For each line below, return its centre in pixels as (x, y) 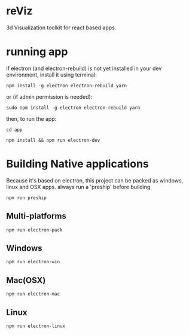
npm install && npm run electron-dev (53, 140)
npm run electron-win (33, 262)
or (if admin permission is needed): (49, 96)
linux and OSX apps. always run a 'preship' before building (78, 187)
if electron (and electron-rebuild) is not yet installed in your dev (84, 68)
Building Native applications (78, 164)
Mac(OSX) (26, 280)
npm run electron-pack (34, 230)
